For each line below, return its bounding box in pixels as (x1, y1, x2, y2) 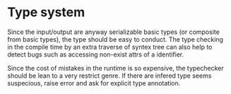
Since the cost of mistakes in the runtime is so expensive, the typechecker (7, 64, 224, 72)
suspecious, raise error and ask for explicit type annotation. (7, 78, 181, 87)
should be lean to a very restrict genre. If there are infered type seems (7, 71, 212, 80)
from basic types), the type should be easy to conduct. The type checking (7, 35, 224, 43)
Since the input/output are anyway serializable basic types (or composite (7, 28, 220, 36)
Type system (7, 4, 85, 20)
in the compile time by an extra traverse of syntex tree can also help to (7, 42, 213, 51)
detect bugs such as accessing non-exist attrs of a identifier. (7, 50, 184, 59)
